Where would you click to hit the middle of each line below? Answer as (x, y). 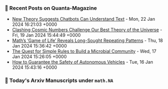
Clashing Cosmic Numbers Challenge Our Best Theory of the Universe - (87, 30)
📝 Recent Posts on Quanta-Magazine (51, 8)
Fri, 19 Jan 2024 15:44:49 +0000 (46, 35)
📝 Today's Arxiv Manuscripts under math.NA (59, 80)
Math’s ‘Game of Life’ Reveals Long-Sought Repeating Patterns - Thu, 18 (87, 40)
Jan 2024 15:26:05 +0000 (39, 57)
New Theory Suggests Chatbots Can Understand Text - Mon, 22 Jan (83, 19)
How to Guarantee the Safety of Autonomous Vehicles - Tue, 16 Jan (82, 62)
